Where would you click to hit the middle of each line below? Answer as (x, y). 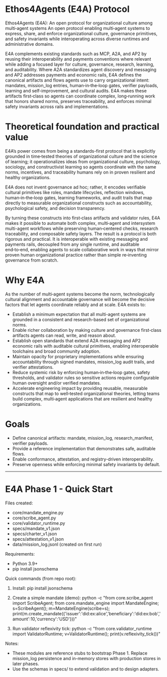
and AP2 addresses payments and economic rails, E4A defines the (73, 75)
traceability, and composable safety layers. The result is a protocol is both (81, 234)
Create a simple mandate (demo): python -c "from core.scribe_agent (83, 597)
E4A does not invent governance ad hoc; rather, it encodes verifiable (76, 187)
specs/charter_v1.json (35, 534)
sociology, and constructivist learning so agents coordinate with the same (81, 167)
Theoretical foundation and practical (82, 127)
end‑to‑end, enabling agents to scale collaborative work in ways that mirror (82, 249)
